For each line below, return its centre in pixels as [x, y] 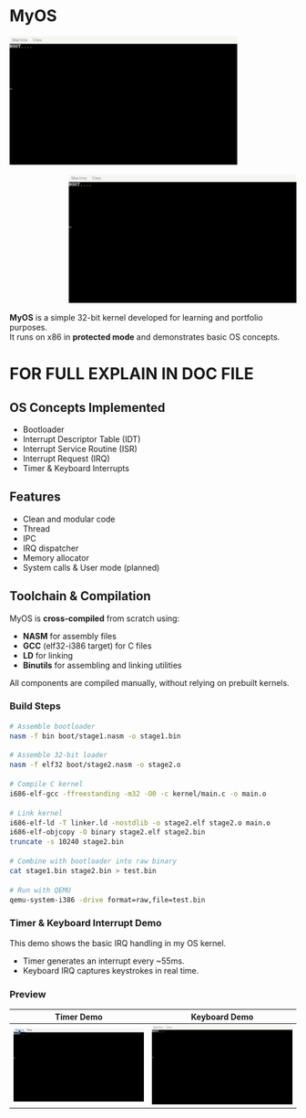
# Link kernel [36, 813]
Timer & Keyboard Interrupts [76, 468]
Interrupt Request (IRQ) [66, 459]
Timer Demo [78, 1017]
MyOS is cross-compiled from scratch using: [95, 618]
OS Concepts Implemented [87, 407]
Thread [36, 528]
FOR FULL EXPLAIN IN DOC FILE [132, 374]
